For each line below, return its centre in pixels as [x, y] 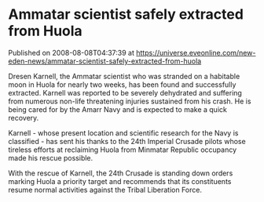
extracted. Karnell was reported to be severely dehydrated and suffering [125, 92]
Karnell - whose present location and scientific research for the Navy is [123, 133]
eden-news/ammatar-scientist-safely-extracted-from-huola [105, 61]
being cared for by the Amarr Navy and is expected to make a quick [118, 109]
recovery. [24, 117]
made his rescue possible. [51, 157]
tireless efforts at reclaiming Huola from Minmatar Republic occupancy [123, 150]
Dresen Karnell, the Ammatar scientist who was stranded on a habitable [124, 76]
